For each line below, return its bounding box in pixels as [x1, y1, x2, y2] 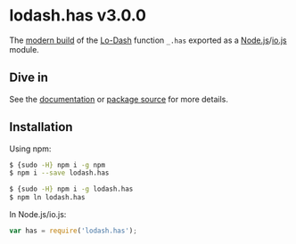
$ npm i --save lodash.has [9, 168, 110, 178]
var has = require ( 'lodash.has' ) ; [9, 226, 138, 236]
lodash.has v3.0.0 [9, 5, 147, 26]
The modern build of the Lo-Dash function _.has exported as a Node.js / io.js [9, 35, 287, 45]
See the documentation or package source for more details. [9, 94, 229, 104]
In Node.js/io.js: [9, 209, 67, 220]
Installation [9, 119, 73, 134]
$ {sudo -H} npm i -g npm [9, 160, 105, 169]
